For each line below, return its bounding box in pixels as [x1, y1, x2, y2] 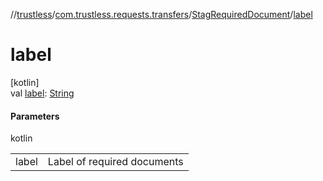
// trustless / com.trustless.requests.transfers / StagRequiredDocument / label [10, 9, 313, 20]
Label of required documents [47, 155, 184, 169]
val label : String [10, 87, 75, 99]
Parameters [10, 110, 60, 122]
